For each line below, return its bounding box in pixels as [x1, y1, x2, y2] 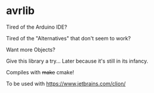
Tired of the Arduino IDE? [6, 23, 68, 30]
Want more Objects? [6, 46, 56, 53]
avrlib [6, 4, 35, 18]
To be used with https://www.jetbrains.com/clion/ [6, 80, 126, 87]
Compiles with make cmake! [6, 68, 75, 75]
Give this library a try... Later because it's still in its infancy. [6, 57, 149, 64]
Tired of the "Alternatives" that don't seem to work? [6, 35, 131, 42]
